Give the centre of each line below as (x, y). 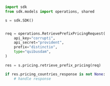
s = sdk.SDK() (19, 20)
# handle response (32, 79)
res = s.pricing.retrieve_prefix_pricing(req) (53, 65)
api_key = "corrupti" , (35, 38)
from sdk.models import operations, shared (50, 11)
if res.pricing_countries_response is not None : (55, 74)
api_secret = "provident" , (39, 43)
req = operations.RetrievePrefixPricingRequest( (55, 33)
